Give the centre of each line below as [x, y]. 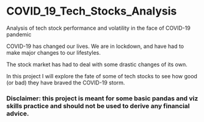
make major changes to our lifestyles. [53, 52]
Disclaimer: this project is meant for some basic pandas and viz [102, 98]
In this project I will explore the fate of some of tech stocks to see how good [102, 76]
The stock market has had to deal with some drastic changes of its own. [97, 64]
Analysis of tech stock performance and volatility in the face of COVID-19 [98, 28]
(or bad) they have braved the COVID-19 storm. [66, 83]
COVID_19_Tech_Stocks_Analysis [92, 11]
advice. [18, 114]
